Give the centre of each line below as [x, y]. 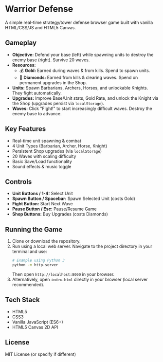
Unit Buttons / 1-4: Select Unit [42, 194]
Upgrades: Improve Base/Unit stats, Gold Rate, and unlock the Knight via [85, 98]
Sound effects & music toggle [42, 166]
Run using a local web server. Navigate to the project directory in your [82, 246]
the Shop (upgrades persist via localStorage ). [58, 103]
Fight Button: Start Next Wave [42, 204]
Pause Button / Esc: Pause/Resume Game [54, 209]
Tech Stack [22, 300]
